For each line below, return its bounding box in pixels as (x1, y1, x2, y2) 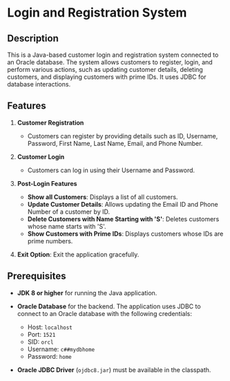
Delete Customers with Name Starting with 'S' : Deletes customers (27, 214, 220, 223)
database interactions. (7, 80, 71, 88)
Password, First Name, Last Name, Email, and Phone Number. (27, 139, 203, 147)
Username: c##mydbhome (27, 344, 95, 353)
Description (7, 32, 59, 44)
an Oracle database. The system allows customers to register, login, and (7, 58, 213, 66)
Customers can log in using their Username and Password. (27, 166, 195, 174)
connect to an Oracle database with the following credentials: (17, 309, 192, 317)
